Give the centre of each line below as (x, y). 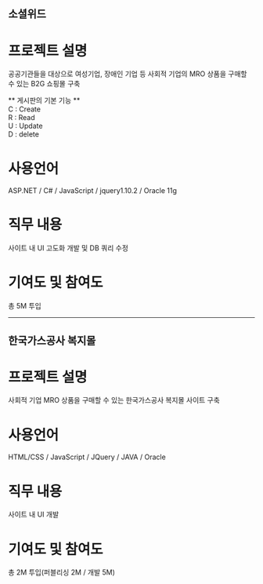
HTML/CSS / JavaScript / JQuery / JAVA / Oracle (87, 457)
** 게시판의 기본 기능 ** (44, 100)
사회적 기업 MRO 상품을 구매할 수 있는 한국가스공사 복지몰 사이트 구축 (114, 400)
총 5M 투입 (25, 306)
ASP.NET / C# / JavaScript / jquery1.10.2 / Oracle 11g (93, 191)
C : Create (25, 109)
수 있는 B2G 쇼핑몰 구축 (44, 84)
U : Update (25, 126)
